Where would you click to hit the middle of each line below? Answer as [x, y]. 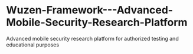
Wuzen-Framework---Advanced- [89, 10]
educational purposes [33, 45]
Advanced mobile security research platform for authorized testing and [92, 38]
